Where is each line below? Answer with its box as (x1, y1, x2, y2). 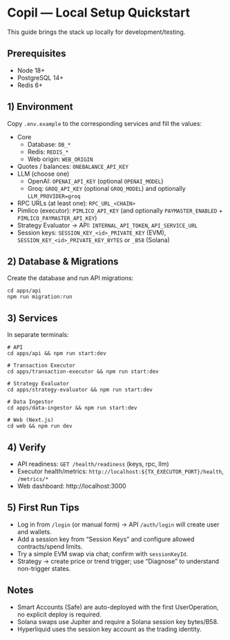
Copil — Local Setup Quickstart (7, 5, 191, 21)
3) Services (7, 312, 58, 324)
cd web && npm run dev (7, 423, 73, 430)
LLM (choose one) (17, 170, 70, 178)
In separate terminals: (7, 331, 69, 339)
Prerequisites (7, 48, 66, 60)
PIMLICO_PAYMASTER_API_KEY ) (17, 213, 97, 222)
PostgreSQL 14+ (17, 73, 64, 82)
